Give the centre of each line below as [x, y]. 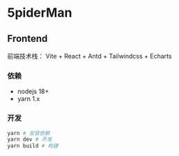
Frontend [28, 39]
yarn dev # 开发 [30, 140]
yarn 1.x [29, 99]
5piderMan [40, 13]
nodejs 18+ [33, 91]
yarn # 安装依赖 [29, 133]
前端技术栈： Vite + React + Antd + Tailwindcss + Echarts [89, 56]
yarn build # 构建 [33, 146]
